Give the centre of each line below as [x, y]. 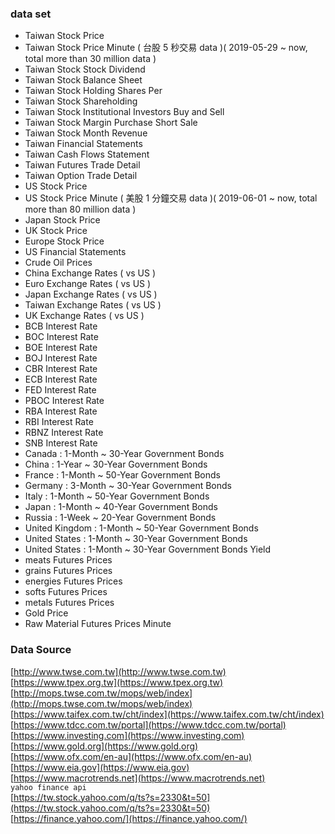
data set [31, 14]
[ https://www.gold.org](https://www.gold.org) [104, 746]
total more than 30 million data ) [90, 59]
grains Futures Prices [68, 571]
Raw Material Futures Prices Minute [98, 624]
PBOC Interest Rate [64, 401]
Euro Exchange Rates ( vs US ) [88, 284]
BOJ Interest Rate [61, 358]
